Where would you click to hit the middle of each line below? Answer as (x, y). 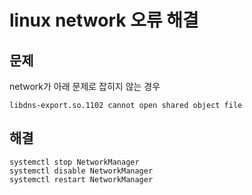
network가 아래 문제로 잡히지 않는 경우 (85, 86)
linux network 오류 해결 (104, 20)
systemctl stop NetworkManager (74, 162)
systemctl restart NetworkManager (81, 179)
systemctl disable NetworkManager (81, 171)
